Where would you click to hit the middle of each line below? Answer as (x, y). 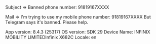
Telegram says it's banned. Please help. (47, 22)
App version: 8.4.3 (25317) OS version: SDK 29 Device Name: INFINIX (78, 32)
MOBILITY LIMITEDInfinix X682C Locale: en (51, 37)
